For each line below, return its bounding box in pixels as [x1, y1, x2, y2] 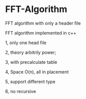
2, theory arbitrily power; [5, 49, 56, 55]
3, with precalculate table [5, 59, 57, 65]
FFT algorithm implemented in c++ [5, 30, 76, 36]
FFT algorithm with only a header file [5, 20, 81, 26]
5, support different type [5, 78, 56, 84]
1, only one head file [5, 39, 46, 46]
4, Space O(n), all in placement [5, 69, 69, 75]
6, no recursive [5, 88, 36, 94]
